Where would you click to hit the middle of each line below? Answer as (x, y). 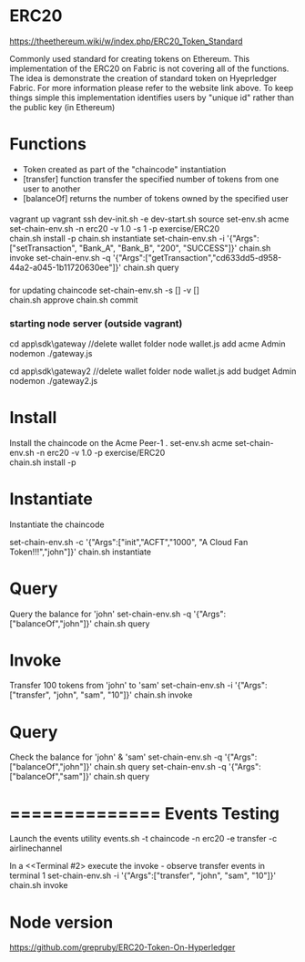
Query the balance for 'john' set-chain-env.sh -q (101, 614)
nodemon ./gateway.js (51, 353)
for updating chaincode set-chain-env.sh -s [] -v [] (105, 290)
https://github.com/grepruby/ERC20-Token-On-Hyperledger (122, 947)
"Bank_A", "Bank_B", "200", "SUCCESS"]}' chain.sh (175, 248)
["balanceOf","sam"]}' (51, 777)
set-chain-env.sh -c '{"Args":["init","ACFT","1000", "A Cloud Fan (129, 542)
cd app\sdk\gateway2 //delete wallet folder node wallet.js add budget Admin (153, 371)
